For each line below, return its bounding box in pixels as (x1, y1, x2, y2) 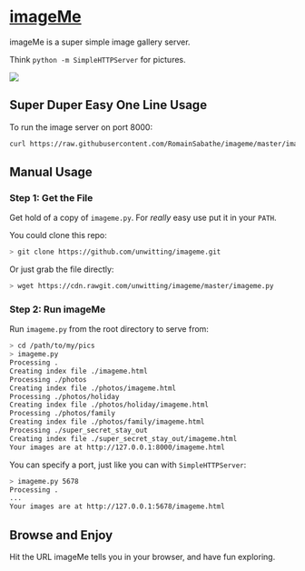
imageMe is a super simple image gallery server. (9, 36, 191, 47)
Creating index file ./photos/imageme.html (9, 384, 177, 393)
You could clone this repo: (9, 230, 107, 241)
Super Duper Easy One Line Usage (9, 97, 207, 113)
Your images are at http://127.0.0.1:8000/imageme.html (9, 443, 225, 452)
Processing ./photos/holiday (9, 392, 120, 401)
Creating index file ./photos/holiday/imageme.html (9, 400, 209, 410)
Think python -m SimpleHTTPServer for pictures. (9, 54, 186, 65)
